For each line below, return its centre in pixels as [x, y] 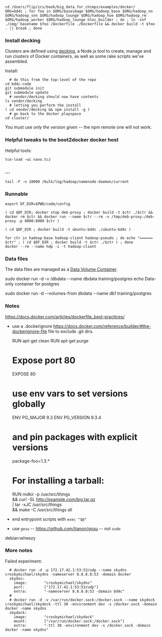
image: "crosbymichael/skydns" [53, 583]
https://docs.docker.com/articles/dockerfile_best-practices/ [65, 317]
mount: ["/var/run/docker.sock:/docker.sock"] [69, 621]
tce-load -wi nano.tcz [28, 159]
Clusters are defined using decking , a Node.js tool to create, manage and [78, 51]
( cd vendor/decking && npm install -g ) [48, 110]
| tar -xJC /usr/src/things [37, 505]
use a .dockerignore [32, 326]
